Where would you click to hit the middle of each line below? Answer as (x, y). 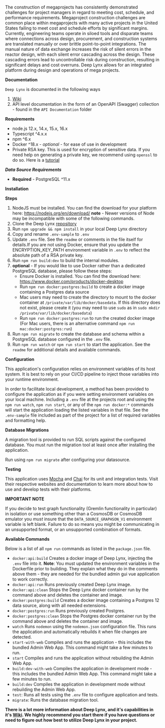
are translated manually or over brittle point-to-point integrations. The (76, 44)
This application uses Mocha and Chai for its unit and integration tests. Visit (82, 479)
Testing (13, 469)
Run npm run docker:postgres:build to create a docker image (82, 287)
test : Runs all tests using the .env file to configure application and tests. (85, 695)
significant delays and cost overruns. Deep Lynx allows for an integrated (78, 65)
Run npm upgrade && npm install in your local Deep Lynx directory (80, 229)
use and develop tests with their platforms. (49, 489)
